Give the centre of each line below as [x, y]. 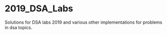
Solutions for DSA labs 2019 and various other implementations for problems [83, 22]
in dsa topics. [18, 27]
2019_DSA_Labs [39, 9]
